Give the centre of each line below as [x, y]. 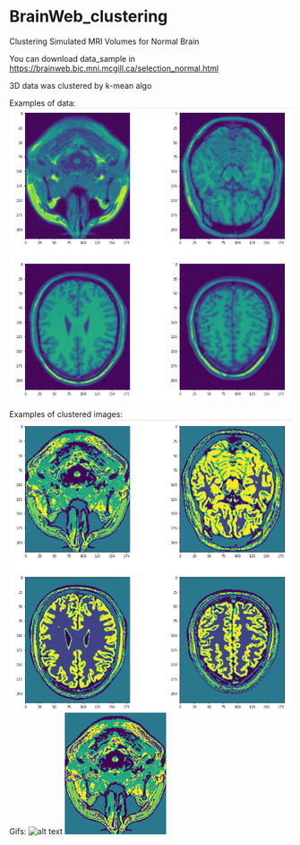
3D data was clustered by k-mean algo [81, 85]
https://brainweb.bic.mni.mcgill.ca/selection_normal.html [114, 68]
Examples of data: [43, 103]
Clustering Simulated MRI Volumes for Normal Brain [104, 41]
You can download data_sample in [73, 58]
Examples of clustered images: [66, 414]
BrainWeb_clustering [89, 17]
